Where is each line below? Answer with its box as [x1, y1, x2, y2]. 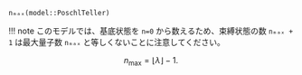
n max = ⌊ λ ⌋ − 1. [124, 55, 178, 68]
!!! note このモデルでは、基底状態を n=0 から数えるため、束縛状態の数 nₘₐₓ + [8, 25, 294, 36]
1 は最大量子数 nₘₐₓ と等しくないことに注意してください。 [8, 37, 225, 47]
